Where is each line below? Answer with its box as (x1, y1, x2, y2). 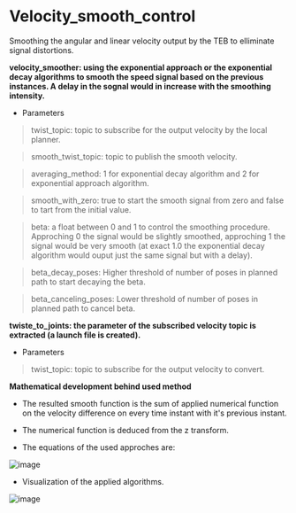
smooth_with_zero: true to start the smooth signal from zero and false (30, 195, 285, 206)
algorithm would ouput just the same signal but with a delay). (30, 250, 254, 260)
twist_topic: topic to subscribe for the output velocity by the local (30, 124, 268, 135)
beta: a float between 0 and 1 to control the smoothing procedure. (30, 222, 271, 232)
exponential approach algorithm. (30, 177, 149, 188)
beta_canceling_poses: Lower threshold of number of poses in (30, 293, 259, 304)
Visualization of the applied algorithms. (21, 476, 164, 486)
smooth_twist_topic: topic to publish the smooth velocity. (30, 151, 238, 161)
